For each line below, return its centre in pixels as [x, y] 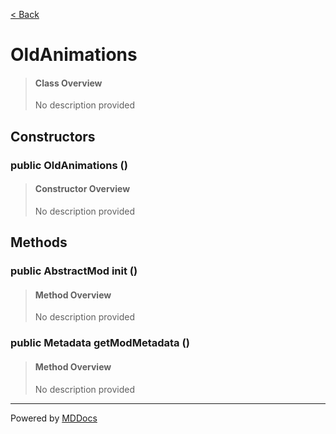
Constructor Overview [82, 189]
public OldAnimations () [69, 165]
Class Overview [68, 83]
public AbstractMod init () [74, 271]
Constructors [53, 136]
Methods [39, 242]
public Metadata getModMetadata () [100, 343]
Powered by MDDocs [54, 418]
